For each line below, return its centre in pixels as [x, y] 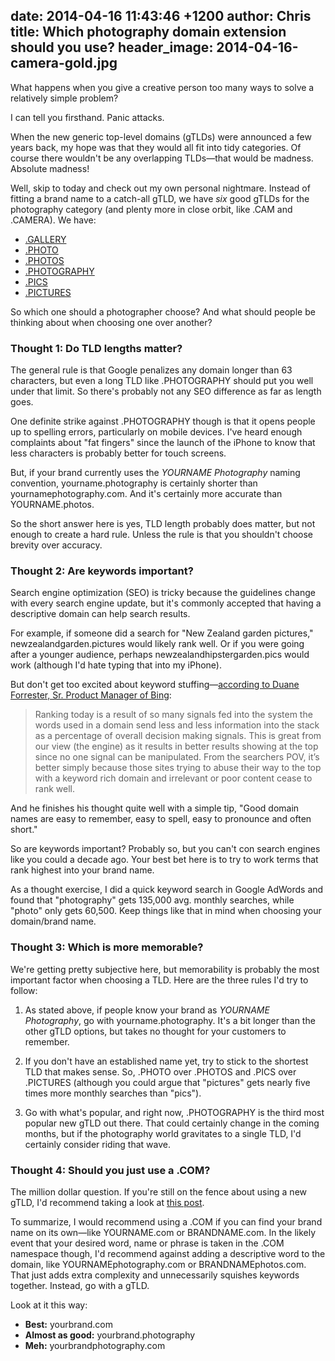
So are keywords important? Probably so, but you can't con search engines [165, 849]
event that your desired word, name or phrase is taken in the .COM [147, 1243]
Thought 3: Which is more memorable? [107, 947]
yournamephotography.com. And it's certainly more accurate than [146, 494]
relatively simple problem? [64, 98]
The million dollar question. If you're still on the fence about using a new [159, 1192]
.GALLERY [45, 239]
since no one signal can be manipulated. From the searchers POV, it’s [177, 757]
